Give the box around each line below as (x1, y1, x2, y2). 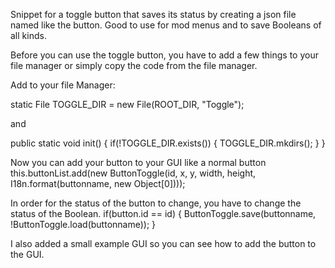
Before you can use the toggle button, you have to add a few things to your (10, 49, 319, 61)
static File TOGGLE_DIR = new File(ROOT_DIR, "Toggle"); (10, 99, 245, 110)
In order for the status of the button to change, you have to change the (10, 197, 302, 209)
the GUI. (10, 249, 45, 260)
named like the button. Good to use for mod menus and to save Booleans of (10, 19, 322, 31)
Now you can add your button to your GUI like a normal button (10, 157, 267, 168)
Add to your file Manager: (10, 79, 116, 91)
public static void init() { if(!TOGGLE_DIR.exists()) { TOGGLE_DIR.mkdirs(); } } (10, 137, 326, 149)
